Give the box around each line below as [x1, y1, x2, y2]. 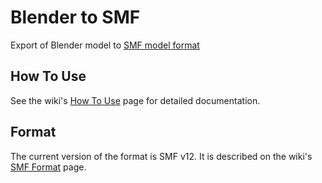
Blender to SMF [10, 6, 141, 29]
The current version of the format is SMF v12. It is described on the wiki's [10, 150, 313, 162]
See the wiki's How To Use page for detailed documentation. [10, 94, 261, 106]
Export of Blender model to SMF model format [10, 39, 200, 51]
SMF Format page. [10, 161, 87, 173]
